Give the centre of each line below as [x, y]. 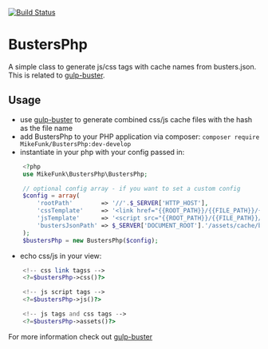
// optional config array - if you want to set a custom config [132, 188]
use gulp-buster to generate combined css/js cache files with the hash [136, 119]
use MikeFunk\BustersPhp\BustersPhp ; [85, 174]
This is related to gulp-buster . [57, 75]
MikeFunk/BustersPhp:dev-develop [75, 144]
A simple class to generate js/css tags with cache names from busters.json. [132, 66]
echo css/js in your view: [61, 256]
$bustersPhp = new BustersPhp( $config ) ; [91, 240]
